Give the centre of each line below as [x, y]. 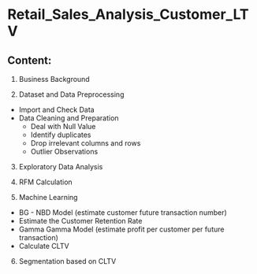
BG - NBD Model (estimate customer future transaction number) [123, 213]
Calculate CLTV [44, 246]
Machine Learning [48, 197]
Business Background [54, 79]
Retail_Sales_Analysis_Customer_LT [128, 15]
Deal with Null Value [63, 126]
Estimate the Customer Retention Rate [80, 221]
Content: [30, 60]
